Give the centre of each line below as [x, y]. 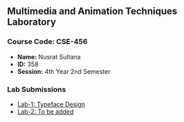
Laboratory [32, 22]
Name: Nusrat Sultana [49, 57]
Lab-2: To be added [45, 111]
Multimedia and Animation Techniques [92, 11]
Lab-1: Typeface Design [51, 104]
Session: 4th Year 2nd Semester [64, 71]
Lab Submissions [37, 89]
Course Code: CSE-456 [47, 42]
